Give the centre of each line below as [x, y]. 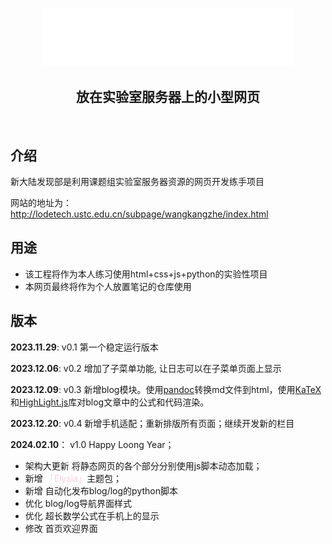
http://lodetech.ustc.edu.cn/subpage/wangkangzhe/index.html [139, 214]
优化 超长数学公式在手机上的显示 [92, 515]
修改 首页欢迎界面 [61, 528]
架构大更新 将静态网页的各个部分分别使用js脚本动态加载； [143, 465]
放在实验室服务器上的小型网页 [168, 96]
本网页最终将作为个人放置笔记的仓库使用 [108, 286]
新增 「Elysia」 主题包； [73, 478]
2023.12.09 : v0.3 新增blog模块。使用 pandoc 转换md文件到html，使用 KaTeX [166, 389]
